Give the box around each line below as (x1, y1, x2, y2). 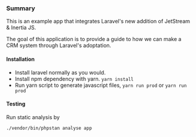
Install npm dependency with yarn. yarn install (14, 75, 134, 82)
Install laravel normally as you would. (14, 68, 106, 76)
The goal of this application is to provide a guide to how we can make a (6, 36, 182, 43)
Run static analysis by (6, 113, 60, 120)
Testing (6, 100, 26, 108)
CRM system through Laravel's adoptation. (6, 42, 112, 49)
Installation (6, 55, 35, 63)
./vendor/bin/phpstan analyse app (6, 125, 93, 131)
